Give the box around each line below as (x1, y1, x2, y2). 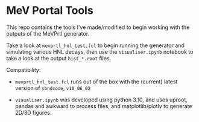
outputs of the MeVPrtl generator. (6, 30, 90, 37)
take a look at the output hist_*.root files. (6, 54, 112, 62)
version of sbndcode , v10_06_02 (14, 84, 91, 91)
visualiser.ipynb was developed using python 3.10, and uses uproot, (14, 96, 188, 103)
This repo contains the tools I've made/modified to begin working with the (6, 24, 190, 31)
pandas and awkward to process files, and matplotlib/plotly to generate (14, 102, 192, 109)
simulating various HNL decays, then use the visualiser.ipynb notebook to (6, 48, 194, 55)
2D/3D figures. (14, 109, 52, 116)
